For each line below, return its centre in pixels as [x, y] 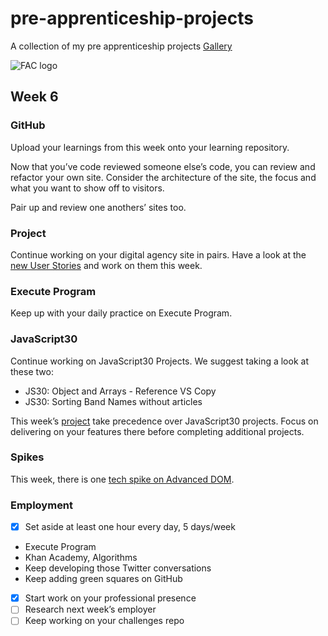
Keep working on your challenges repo [104, 621]
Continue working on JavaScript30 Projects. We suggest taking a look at [159, 361]
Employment [42, 505]
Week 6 [34, 97]
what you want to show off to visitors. [87, 188]
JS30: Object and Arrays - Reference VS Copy [120, 391]
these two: [32, 371]
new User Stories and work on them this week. [106, 265]
